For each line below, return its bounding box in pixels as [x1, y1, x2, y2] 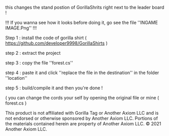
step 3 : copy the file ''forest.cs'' [5, 60, 74, 65]
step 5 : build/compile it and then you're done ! [5, 85, 103, 91]
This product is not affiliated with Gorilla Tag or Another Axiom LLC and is [5, 110, 159, 116]
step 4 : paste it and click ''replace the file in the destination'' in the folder [5, 70, 159, 76]
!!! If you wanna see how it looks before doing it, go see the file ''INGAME [5, 20, 158, 25]
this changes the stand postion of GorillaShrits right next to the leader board [5, 5, 164, 10]
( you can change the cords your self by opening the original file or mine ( [5, 95, 159, 100]
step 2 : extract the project [5, 50, 61, 56]
